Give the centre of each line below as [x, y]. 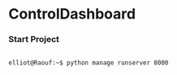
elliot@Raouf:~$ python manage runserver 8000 [88, 63]
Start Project [34, 40]
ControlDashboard [72, 14]
